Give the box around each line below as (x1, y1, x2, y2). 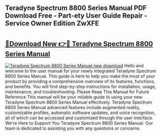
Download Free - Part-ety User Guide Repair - (5, 12, 148, 20)
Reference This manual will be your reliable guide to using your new (5, 94, 143, 100)
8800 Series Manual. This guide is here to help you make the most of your (5, 73, 156, 79)
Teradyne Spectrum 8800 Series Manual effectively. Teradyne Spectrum (5, 99, 153, 105)
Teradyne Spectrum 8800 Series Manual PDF (5, 4, 147, 12)
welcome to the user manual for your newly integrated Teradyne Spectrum (5, 68, 157, 74)
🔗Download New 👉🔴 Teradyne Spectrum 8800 (5, 39, 154, 48)
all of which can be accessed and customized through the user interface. (5, 115, 154, 121)
